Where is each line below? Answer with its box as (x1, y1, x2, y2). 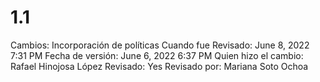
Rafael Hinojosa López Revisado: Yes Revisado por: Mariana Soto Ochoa (10, 60, 309, 72)
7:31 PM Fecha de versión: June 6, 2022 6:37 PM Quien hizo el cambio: (10, 49, 304, 61)
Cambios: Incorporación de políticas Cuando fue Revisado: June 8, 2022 (10, 39, 310, 51)
